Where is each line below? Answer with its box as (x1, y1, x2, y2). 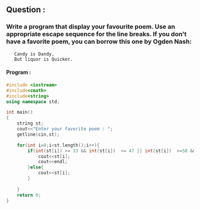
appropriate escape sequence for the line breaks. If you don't (6, 30, 187, 38)
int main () (6, 110, 33, 116)
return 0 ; (17, 192, 42, 198)
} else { (27, 164, 44, 170)
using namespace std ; (6, 98, 60, 105)
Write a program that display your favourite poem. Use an (6, 23, 176, 31)
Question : (6, 5, 46, 15)
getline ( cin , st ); (17, 131, 60, 138)
